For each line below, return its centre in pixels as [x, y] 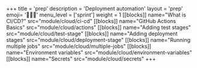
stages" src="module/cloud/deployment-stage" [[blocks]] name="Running [98, 40]
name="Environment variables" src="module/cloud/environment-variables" [99, 52]
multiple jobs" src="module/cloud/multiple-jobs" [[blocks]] [79, 46]
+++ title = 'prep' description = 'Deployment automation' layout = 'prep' [95, 9]
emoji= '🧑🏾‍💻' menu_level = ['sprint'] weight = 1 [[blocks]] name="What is [96, 15]
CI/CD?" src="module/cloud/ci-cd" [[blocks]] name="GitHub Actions [91, 21]
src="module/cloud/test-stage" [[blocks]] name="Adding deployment [92, 34]
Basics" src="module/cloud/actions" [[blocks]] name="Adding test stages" [99, 27]
